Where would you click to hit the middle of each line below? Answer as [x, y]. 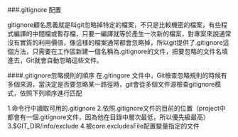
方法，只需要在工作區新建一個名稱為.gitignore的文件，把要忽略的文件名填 [121, 51]
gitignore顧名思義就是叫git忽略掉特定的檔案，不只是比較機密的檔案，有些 [114, 25]
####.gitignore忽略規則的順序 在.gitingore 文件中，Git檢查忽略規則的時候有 [117, 75]
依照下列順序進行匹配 [51, 93]
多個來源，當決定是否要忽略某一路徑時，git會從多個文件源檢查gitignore [111, 84]
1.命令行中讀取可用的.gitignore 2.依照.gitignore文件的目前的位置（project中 [117, 108]
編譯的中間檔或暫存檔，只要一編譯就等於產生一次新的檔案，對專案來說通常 [122, 34]
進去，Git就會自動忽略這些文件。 [55, 60]
